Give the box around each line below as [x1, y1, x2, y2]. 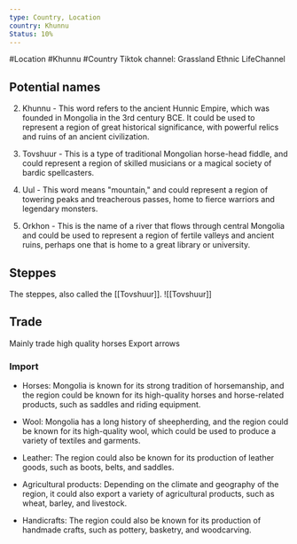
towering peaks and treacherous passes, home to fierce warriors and [21, 194, 275, 205]
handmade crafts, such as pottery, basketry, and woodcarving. [21, 524, 252, 535]
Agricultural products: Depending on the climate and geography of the [21, 479, 279, 490]
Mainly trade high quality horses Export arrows [9, 338, 180, 349]
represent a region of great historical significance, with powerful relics [21, 122, 279, 133]
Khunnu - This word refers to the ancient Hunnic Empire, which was [21, 103, 270, 114]
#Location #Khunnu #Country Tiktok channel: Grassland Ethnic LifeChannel [9, 54, 285, 65]
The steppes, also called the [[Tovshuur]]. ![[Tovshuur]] [9, 289, 213, 299]
